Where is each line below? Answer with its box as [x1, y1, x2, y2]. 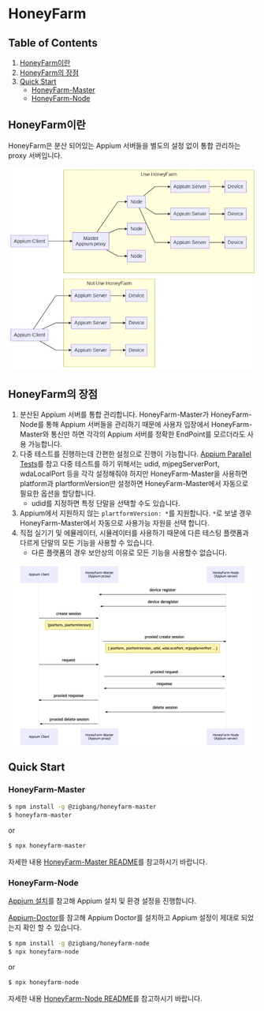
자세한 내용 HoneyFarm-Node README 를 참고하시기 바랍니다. [8, 994, 203, 1003]
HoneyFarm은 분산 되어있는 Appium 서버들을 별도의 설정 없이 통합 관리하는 [8, 140, 241, 150]
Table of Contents [8, 36, 99, 50]
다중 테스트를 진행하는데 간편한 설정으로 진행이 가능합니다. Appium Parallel [19, 449, 252, 459]
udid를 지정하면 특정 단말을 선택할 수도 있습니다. [31, 499, 180, 507]
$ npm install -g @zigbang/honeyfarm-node [8, 940, 150, 948]
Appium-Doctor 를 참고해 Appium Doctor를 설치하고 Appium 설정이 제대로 [8, 913, 240, 923]
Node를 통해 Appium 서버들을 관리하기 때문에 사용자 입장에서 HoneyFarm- [19, 420, 253, 429]
